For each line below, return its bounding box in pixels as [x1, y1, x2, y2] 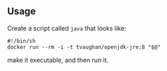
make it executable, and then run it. [7, 56, 109, 64]
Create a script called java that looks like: [7, 24, 126, 32]
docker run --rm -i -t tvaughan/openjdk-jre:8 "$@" [7, 43, 161, 51]
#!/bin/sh [7, 38, 36, 45]
